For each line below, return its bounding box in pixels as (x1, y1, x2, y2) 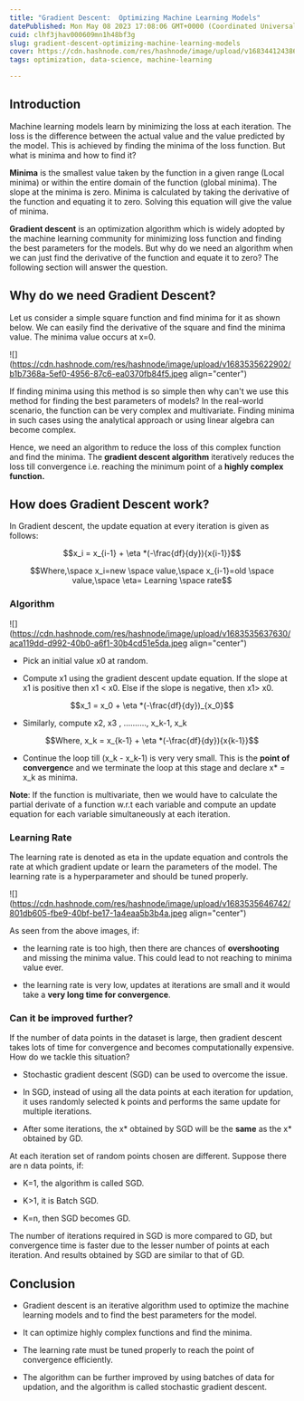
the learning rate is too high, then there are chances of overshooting (22, 943, 280, 954)
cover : (9, 47, 34, 56)
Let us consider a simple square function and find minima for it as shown (9, 312, 280, 322)
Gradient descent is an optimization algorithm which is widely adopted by (9, 223, 285, 234)
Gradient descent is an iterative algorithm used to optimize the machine (22, 1300, 290, 1311)
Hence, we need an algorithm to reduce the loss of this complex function (9, 441, 281, 453)
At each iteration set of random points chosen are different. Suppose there (9, 1151, 288, 1162)
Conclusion (9, 1276, 76, 1291)
